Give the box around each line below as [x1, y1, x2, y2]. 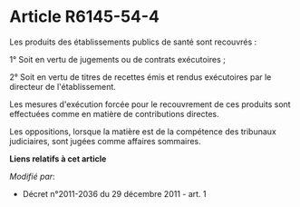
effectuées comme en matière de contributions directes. [9, 108, 219, 119]
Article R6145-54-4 [9, 6, 160, 27]
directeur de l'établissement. [9, 81, 116, 92]
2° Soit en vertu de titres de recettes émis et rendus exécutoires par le [9, 71, 272, 83]
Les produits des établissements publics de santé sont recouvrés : [9, 36, 257, 47]
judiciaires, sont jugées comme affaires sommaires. [9, 135, 201, 146]
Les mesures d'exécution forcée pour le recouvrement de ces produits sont [9, 98, 292, 110]
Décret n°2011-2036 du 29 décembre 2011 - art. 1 [22, 188, 207, 199]
